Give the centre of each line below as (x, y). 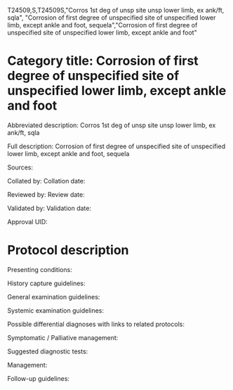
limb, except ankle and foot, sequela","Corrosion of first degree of (102, 25)
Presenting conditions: (40, 269)
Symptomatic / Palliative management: (63, 337)
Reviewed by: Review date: (46, 194)
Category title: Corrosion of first (103, 61)
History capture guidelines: (46, 283)
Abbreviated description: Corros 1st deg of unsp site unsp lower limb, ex (112, 125)
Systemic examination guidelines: (55, 310)
